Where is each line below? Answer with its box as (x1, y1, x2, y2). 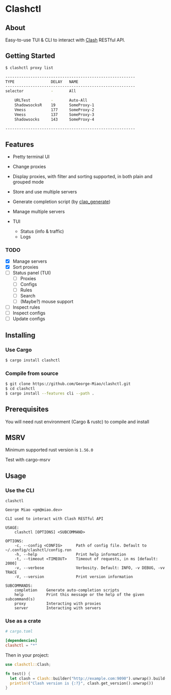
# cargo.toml (5, 629, 33, 634)
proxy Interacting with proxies (14, 601, 101, 606)
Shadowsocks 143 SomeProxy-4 (14, 117, 95, 122)
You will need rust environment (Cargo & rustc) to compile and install (5, 418, 149, 425)
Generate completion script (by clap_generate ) (12, 198, 111, 205)
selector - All (5, 89, 76, 94)
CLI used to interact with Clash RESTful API (5, 516, 103, 522)
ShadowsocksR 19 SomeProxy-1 (14, 103, 95, 108)
